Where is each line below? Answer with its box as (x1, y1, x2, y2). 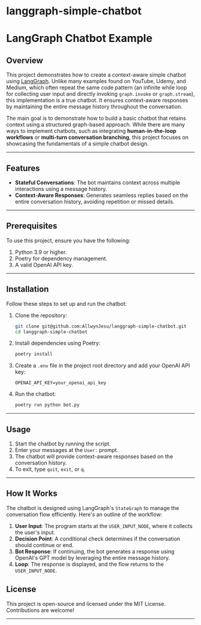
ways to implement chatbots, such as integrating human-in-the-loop (6, 128, 176, 135)
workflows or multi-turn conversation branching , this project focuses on (6, 134, 189, 141)
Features (6, 163, 40, 173)
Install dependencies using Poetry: (14, 339, 100, 347)
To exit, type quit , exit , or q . (14, 465, 86, 472)
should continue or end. (14, 541, 74, 548)
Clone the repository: (14, 311, 68, 318)
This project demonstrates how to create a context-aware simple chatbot (6, 71, 187, 78)
